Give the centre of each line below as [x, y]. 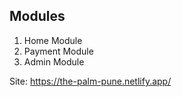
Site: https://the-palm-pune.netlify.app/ [90, 81]
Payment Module [58, 51]
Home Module [53, 40]
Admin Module [54, 61]
